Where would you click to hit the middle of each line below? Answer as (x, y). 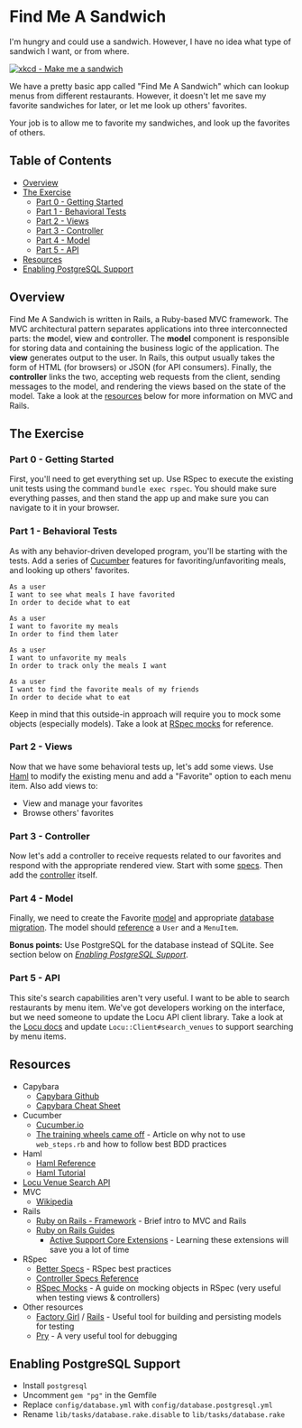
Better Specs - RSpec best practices (104, 1268)
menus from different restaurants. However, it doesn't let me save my (138, 96)
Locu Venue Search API (66, 1182)
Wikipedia (55, 1201)
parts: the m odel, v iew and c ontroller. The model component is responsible (150, 338)
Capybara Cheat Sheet (78, 1105)
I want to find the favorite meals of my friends (105, 689)
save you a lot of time (89, 1249)
